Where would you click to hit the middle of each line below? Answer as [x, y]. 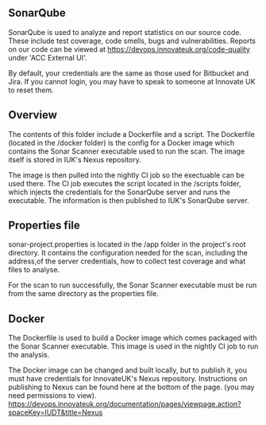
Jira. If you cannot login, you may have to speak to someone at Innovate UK [132, 81]
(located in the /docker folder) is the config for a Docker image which [121, 142]
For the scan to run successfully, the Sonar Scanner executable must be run [133, 285]
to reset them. [31, 90]
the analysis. [29, 355]
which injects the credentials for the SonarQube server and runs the [119, 192]
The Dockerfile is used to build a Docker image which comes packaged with [133, 338]
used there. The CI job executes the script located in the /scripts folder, [125, 183]
